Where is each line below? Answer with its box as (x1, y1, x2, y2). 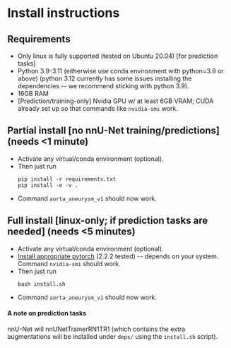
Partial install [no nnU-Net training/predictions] (7, 125, 220, 137)
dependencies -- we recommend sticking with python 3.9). (17, 82, 189, 90)
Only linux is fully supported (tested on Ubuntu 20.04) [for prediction (17, 52, 218, 60)
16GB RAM (17, 90, 49, 97)
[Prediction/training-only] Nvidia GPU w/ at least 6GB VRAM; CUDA (17, 97, 214, 105)
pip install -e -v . (17, 181, 78, 188)
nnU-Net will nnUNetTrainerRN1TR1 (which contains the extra (7, 325, 186, 333)
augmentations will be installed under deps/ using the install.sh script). (7, 332, 218, 340)
